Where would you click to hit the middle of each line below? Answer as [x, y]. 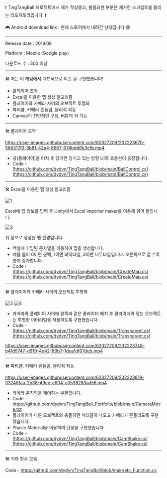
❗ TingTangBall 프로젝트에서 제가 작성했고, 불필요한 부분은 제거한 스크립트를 [79, 7]
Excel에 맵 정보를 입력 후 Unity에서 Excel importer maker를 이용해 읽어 [75, 211]
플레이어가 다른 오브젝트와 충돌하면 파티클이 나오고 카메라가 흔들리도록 [81, 415]
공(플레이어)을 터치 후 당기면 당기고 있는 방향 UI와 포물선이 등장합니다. [81, 158]
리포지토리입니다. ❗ [28, 15]
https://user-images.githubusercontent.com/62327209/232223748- [75, 346]
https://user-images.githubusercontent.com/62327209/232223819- [75, 377]
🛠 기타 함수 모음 [21, 459]
